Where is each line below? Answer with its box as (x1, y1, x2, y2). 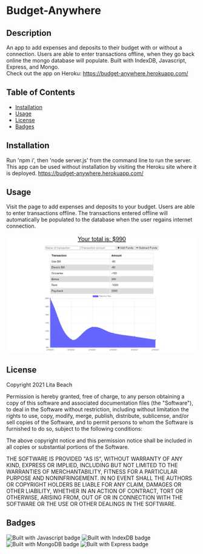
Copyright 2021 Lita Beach (6, 381, 73, 388)
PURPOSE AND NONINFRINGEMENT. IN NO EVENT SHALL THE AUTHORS (6, 474, 193, 482)
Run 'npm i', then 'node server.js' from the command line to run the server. (6, 156, 192, 164)
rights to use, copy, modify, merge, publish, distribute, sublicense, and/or (6, 412, 189, 419)
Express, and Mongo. (6, 63, 59, 70)
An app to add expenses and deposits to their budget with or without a (6, 44, 182, 51)
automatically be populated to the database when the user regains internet (6, 216, 193, 224)
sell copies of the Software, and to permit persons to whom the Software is (6, 419, 194, 426)
